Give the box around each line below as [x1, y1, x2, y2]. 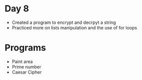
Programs [4, 42, 46, 54]
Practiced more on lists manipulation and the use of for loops [11, 24, 138, 30]
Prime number [11, 64, 41, 70]
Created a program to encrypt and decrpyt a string [11, 19, 116, 25]
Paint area [11, 58, 33, 65]
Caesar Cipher [11, 69, 42, 75]
